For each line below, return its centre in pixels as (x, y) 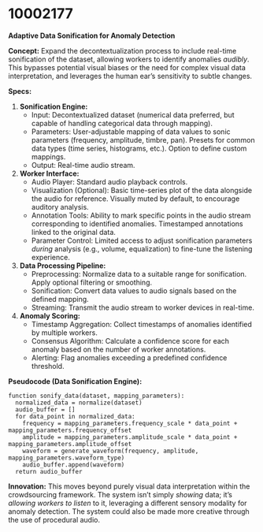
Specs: (20, 91)
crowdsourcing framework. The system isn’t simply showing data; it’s (120, 494)
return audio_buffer (49, 471)
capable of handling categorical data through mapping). (122, 123)
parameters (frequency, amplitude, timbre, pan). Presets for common (143, 140)
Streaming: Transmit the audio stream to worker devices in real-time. (143, 307)
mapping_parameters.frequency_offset (70, 430)
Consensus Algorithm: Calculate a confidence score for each (130, 340)
